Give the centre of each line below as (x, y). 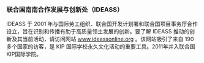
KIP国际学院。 (24, 54)
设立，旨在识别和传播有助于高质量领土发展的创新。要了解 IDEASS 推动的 (98, 31)
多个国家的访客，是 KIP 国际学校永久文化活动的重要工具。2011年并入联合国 (101, 47)
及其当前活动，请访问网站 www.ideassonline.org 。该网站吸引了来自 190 (103, 39)
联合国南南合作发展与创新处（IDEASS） (65, 9)
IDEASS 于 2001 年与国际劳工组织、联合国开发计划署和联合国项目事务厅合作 (102, 24)
